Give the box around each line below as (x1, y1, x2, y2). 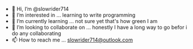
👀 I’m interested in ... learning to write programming (11, 12, 136, 18)
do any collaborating (11, 30, 61, 37)
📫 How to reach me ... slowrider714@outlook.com (11, 36, 133, 43)
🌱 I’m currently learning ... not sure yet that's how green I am (11, 18, 158, 24)
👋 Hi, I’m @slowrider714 (11, 6, 69, 12)
